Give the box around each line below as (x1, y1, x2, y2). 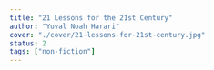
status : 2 (9, 38, 47, 48)
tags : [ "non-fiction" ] (9, 47, 96, 56)
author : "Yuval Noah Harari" (9, 22, 120, 31)
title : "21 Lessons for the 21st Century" (9, 13, 173, 23)
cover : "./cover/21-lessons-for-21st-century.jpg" (9, 30, 206, 39)
